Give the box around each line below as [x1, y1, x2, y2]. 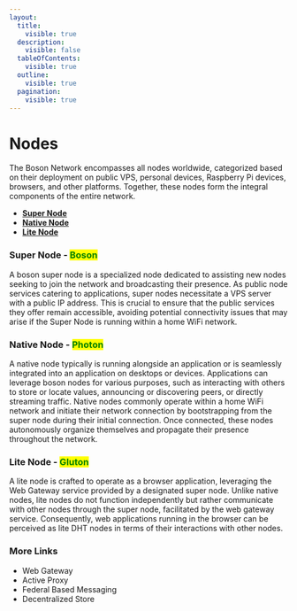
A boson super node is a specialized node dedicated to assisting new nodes [9, 269, 286, 280]
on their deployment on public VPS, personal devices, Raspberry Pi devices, [9, 172, 286, 182]
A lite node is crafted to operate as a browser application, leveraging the [9, 476, 272, 487]
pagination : [17, 87, 62, 96]
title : [17, 21, 42, 30]
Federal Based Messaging [21, 584, 118, 594]
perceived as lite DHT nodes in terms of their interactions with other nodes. [9, 523, 284, 534]
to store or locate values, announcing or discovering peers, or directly [9, 386, 263, 397]
